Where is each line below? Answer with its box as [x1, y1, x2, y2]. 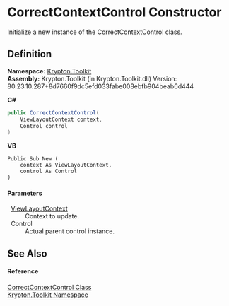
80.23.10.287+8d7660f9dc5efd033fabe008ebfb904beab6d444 [7, 82, 194, 90]
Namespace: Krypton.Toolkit [7, 66, 92, 75]
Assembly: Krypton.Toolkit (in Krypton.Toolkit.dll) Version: [7, 74, 177, 83]
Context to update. [25, 212, 80, 220]
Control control [20, 122, 69, 129]
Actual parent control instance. [25, 227, 115, 235]
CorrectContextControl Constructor [7, 4, 222, 20]
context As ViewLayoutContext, [20, 162, 112, 169]
